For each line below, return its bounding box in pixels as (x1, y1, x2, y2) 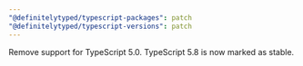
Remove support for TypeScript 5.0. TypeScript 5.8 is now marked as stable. (8, 46, 295, 57)
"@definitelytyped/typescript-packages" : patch (8, 13, 193, 23)
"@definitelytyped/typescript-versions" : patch (8, 22, 193, 31)
